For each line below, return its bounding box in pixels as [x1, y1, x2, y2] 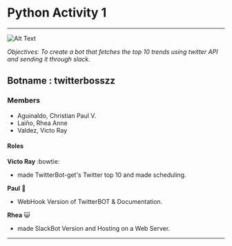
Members [7, 95, 40, 105]
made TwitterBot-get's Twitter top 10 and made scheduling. [17, 171, 186, 179]
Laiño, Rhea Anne [17, 119, 68, 127]
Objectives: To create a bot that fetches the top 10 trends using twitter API [7, 47, 219, 56]
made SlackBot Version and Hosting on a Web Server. [17, 224, 171, 232]
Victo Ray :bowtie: [7, 157, 60, 165]
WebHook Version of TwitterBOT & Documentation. [17, 197, 163, 205]
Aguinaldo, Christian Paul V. [17, 111, 97, 120]
